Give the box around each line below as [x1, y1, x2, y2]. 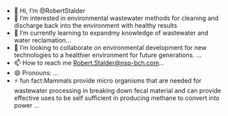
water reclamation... [13, 36, 72, 44]
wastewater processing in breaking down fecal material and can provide [13, 87, 222, 94]
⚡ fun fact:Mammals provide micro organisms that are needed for [13, 76, 202, 85]
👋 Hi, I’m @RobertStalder [13, 7, 86, 15]
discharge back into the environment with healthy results [13, 22, 178, 29]
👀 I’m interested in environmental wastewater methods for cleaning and [13, 14, 219, 22]
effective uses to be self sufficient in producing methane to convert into [13, 94, 220, 102]
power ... [13, 101, 40, 109]
